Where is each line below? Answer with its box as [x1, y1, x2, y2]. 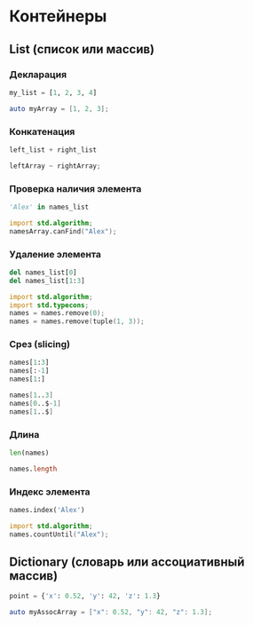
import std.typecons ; [9, 300, 90, 310]
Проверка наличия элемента [9, 182, 142, 194]
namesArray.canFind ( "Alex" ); [9, 226, 117, 236]
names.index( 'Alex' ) [9, 506, 86, 515]
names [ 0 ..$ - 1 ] [9, 399, 62, 407]
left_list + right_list [9, 145, 98, 154]
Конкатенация [9, 125, 75, 138]
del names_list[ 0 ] [9, 268, 77, 277]
